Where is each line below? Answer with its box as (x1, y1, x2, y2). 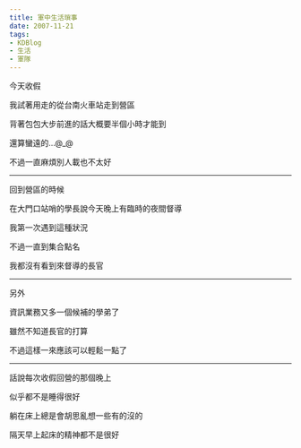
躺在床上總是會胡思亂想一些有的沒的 (9, 410, 143, 421)
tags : (9, 30, 30, 39)
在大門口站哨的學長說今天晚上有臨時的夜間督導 (9, 203, 182, 213)
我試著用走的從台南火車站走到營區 (9, 99, 135, 110)
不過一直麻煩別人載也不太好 (9, 157, 112, 167)
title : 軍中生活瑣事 (9, 13, 78, 22)
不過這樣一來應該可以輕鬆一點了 (9, 345, 127, 355)
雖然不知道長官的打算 (9, 326, 88, 336)
